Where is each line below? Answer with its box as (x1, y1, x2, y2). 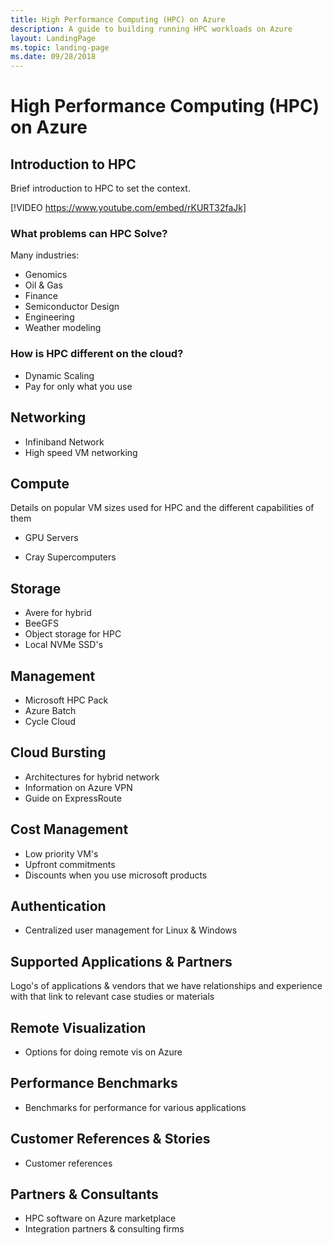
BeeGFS (24, 617, 59, 630)
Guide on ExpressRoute (24, 792, 122, 804)
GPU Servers (24, 532, 79, 544)
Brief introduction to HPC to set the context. (10, 182, 191, 195)
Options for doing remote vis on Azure (24, 1046, 183, 1058)
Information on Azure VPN (24, 781, 133, 793)
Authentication (10, 897, 107, 915)
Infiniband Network (24, 436, 105, 448)
